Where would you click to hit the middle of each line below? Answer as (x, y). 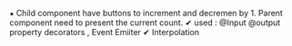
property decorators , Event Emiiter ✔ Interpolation (105, 32)
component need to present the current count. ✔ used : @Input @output (145, 23)
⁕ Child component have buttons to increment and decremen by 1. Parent (146, 13)
